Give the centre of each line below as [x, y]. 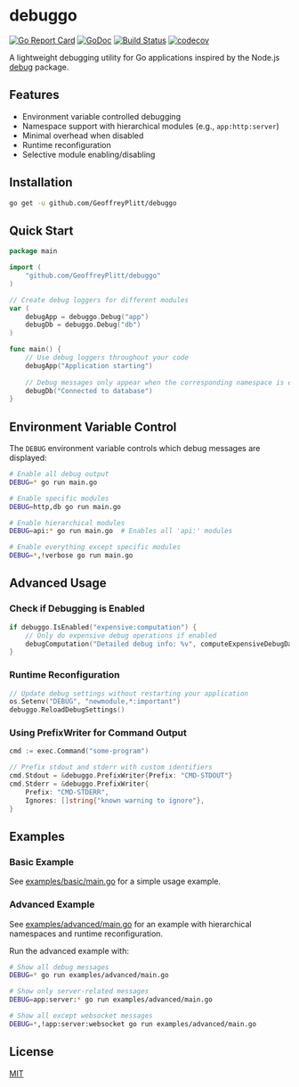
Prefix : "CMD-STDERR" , [67, 792]
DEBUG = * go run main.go [53, 482]
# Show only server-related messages [79, 992]
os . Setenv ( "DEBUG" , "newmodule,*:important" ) [95, 702]
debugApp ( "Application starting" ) [89, 366]
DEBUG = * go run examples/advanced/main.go [89, 976]
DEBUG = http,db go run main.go [65, 506]
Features [34, 95]
